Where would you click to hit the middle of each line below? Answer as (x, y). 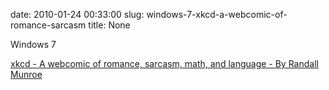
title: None (109, 25)
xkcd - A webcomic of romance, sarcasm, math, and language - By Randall (164, 63)
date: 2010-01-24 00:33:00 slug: (77, 14)
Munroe (26, 74)
